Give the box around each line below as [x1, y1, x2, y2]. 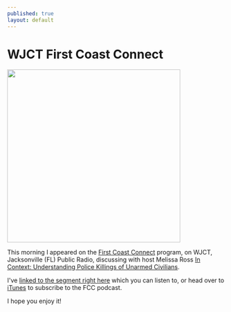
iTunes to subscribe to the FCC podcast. [7, 284, 122, 292]
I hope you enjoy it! [7, 297, 62, 305]
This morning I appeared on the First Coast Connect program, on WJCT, [7, 248, 213, 257]
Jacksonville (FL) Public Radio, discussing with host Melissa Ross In [7, 255, 201, 264]
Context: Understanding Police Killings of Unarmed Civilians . [7, 263, 180, 271]
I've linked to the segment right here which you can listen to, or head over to [7, 276, 225, 284]
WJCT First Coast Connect [7, 46, 164, 62]
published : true [7, 10, 54, 17]
